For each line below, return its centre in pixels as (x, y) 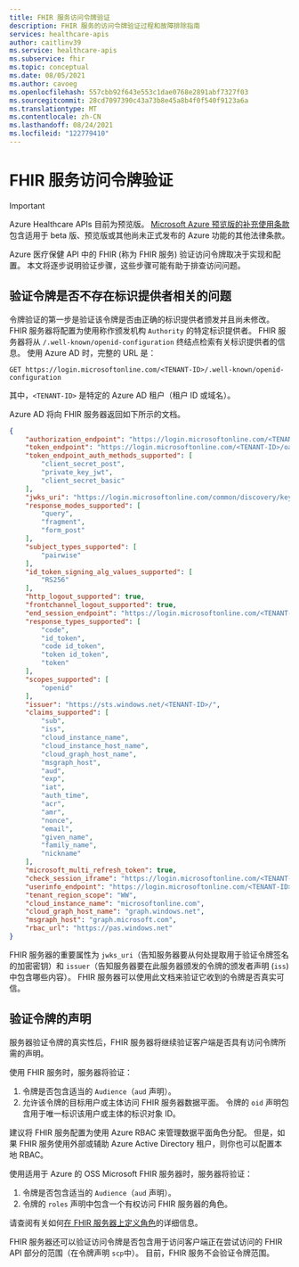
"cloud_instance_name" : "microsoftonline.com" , (115, 903)
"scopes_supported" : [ (67, 679)
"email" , (57, 829)
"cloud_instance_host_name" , (95, 745)
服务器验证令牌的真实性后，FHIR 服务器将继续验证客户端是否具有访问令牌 (144, 1042)
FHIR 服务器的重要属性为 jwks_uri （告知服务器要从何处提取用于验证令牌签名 (149, 954)
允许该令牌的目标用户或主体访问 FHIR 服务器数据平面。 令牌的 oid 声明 (152, 1102)
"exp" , (53, 779)
